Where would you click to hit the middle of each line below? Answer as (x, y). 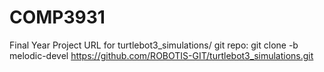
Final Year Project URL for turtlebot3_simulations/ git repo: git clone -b (154, 45)
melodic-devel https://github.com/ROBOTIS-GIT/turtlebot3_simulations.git (161, 55)
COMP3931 (57, 17)
